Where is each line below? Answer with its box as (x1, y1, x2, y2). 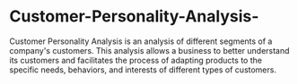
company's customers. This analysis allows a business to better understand (9, 45, 290, 55)
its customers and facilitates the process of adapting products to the (9, 55, 263, 65)
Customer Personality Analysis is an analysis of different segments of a (9, 36, 273, 46)
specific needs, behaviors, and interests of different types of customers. (9, 64, 276, 75)
